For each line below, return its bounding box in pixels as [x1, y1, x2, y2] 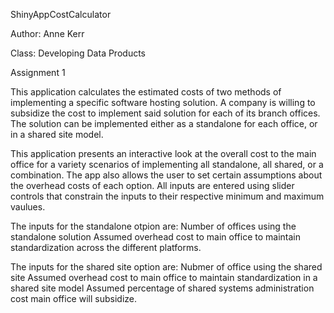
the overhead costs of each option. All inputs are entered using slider [10, 180, 295, 191]
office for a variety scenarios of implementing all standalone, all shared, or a [10, 159, 324, 170]
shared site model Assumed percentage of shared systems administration [10, 282, 315, 294]
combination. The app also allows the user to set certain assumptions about [10, 169, 323, 181]
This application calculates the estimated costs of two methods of [10, 86, 282, 98]
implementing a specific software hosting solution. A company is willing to [10, 97, 316, 108]
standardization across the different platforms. [10, 242, 202, 253]
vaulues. [10, 201, 46, 213]
